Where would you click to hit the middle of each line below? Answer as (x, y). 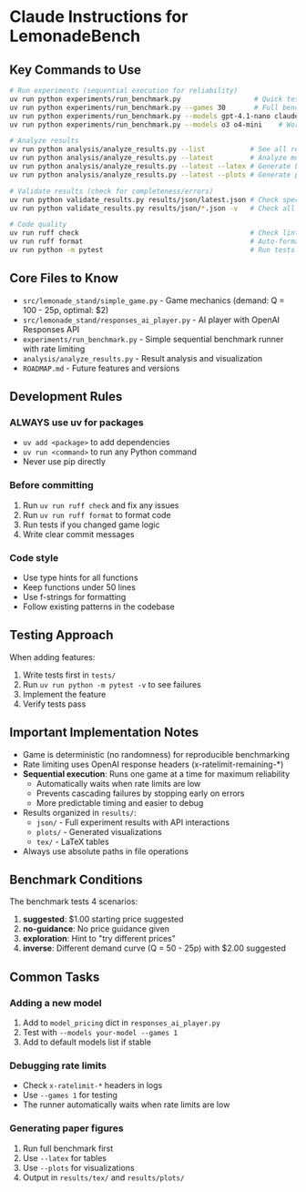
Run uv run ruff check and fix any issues (101, 505)
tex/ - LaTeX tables (72, 841)
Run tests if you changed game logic (92, 525)
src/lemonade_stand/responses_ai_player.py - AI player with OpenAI (151, 320)
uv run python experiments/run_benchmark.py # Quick (146, 99)
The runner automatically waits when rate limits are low (126, 1105)
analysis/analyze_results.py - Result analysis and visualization (143, 358)
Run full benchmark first (68, 1148)
